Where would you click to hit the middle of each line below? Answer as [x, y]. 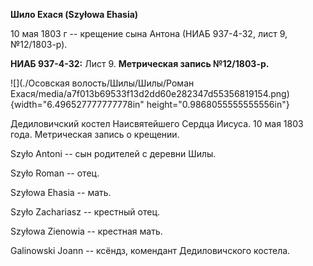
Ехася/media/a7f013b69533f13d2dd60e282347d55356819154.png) [150, 93]
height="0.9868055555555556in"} [218, 104]
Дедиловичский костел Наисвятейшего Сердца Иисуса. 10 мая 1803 [157, 123]
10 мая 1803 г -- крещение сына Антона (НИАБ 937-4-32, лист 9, [149, 33]
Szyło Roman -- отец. [55, 173]
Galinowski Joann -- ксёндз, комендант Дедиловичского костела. [150, 250]
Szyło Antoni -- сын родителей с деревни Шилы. [113, 153]
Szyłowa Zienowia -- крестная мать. [86, 231]
